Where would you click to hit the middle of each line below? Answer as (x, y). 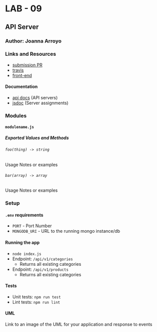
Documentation (21, 86)
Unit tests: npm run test (37, 296)
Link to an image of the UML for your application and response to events (79, 325)
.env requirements (24, 215)
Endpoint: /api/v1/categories (42, 259)
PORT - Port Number (32, 226)
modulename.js (20, 127)
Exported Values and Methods (37, 138)
